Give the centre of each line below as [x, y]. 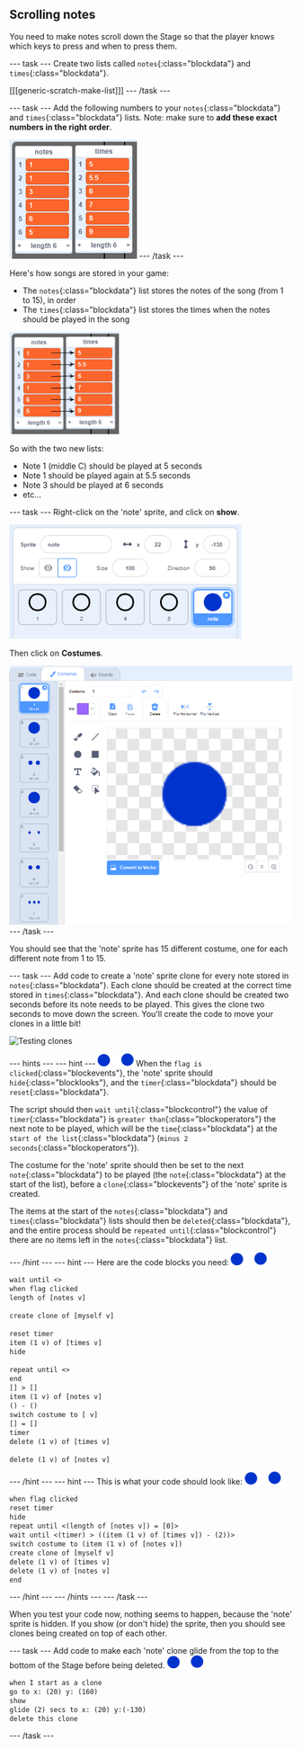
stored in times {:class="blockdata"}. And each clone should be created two [149, 995]
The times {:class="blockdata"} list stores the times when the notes [146, 309]
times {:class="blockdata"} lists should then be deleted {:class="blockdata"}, [150, 1221]
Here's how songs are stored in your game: [89, 272]
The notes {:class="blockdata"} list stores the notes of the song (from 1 [153, 290]
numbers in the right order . [61, 127]
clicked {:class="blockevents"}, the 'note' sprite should [111, 1073]
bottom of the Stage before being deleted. [87, 1665]
